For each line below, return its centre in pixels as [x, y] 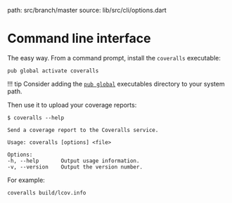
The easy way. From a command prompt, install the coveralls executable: [114, 58]
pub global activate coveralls [53, 71]
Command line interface [79, 39]
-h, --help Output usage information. [73, 161]
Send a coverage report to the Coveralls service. [83, 130]
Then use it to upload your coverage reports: [72, 105]
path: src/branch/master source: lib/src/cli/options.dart [87, 10]
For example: [26, 180]
